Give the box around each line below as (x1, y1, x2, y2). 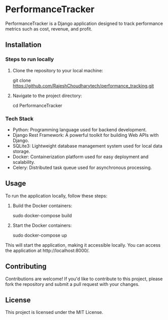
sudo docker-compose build (12, 212, 72, 218)
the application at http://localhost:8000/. (5, 247, 90, 253)
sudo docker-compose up (12, 232, 67, 238)
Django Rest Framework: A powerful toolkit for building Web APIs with (12, 132, 159, 138)
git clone (12, 77, 31, 83)
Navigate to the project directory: (12, 93, 82, 99)
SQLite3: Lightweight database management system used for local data (12, 142, 162, 149)
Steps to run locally (5, 56, 54, 63)
